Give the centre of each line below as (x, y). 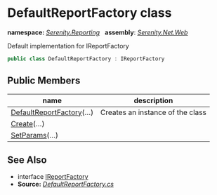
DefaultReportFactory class (90, 13)
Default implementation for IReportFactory (68, 46)
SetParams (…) (34, 135)
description (153, 100)
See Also (27, 160)
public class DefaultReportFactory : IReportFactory (86, 59)
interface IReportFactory (53, 177)
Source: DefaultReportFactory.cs (66, 184)
